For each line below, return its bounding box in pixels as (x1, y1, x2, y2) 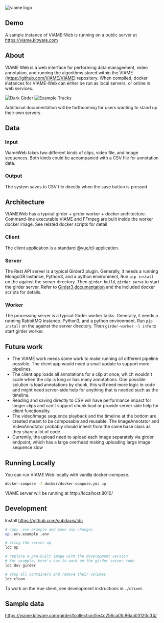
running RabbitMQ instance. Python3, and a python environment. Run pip (5, 318, 153, 324)
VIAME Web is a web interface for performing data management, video (5, 64, 148, 70)
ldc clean (5, 576, 25, 581)
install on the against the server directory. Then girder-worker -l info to (5, 323, 157, 329)
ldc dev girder (5, 563, 36, 568)
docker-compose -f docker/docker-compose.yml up (5, 481, 106, 486)
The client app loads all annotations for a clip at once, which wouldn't (12, 371, 153, 377)
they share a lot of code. (12, 429, 62, 435)
